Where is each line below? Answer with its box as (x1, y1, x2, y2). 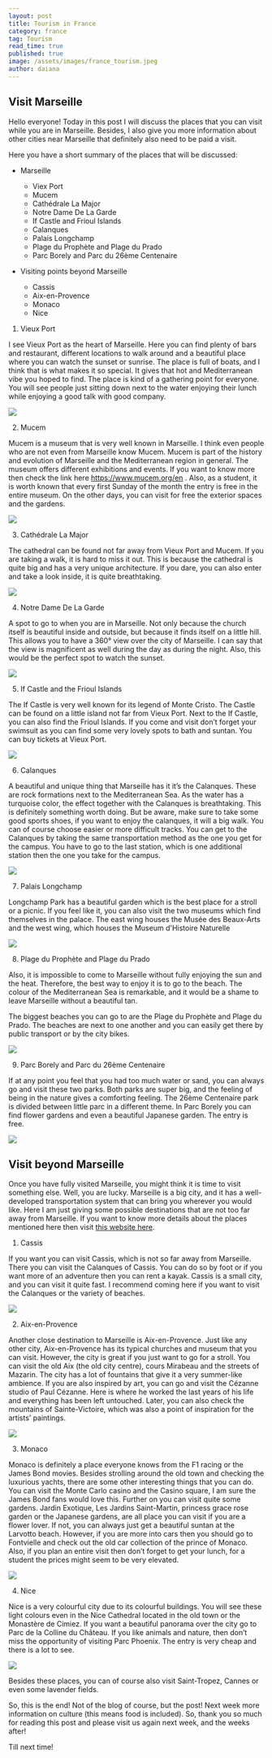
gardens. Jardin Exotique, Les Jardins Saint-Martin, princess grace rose (8, 1503, 249, 1513)
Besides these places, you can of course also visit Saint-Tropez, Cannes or (8, 1676, 259, 1686)
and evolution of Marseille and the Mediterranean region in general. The (8, 455, 249, 465)
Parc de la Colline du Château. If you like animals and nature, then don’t (8, 1628, 248, 1638)
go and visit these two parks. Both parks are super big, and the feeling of (8, 1084, 253, 1094)
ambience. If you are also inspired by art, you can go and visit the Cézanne (8, 1379, 259, 1388)
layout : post (8, 11, 53, 20)
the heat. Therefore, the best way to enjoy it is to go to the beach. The (8, 978, 243, 988)
